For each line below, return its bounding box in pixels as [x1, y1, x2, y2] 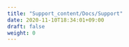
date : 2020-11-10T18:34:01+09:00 [7, 17, 105, 23]
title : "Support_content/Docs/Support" [7, 10, 123, 17]
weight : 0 [7, 29, 36, 37]
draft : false [7, 23, 45, 30]
